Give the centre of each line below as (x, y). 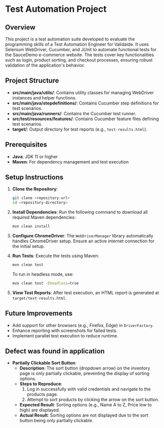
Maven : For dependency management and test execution (70, 162)
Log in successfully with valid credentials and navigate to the (89, 389)
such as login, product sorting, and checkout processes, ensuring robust (79, 60)
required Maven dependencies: (44, 217)
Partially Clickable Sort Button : (44, 363)
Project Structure (32, 81)
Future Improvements (39, 313)
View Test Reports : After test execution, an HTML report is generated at (85, 293)
